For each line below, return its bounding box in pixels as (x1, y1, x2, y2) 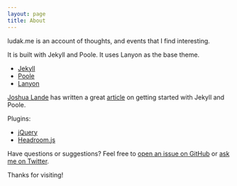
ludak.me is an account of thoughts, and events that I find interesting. (7, 36, 211, 45)
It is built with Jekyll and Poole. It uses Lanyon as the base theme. (7, 50, 200, 59)
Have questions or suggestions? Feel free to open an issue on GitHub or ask (7, 149, 230, 158)
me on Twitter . (7, 157, 50, 165)
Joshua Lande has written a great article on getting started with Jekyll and (7, 93, 225, 102)
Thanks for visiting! (7, 170, 64, 179)
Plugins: (7, 114, 31, 123)
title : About (7, 17, 46, 24)
